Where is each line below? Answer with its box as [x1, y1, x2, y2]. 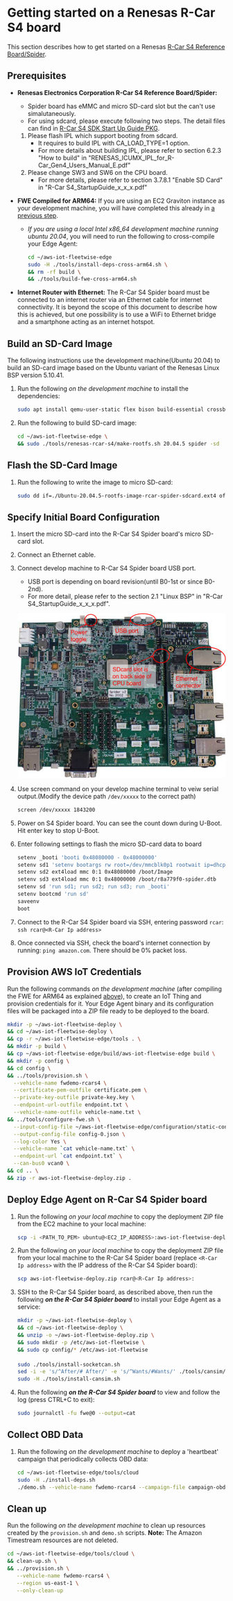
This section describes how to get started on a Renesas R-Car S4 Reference [7, 42, 225, 51]
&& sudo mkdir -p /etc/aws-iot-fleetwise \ [17, 1339, 146, 1346]
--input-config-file [13, 1123, 73, 1130]
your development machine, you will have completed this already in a [17, 203, 215, 212]
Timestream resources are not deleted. [7, 1536, 119, 1545]
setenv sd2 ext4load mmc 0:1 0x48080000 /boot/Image [17, 869, 173, 876]
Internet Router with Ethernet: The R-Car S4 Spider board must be [17, 288, 210, 296]
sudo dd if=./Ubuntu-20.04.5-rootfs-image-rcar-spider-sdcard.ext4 [17, 492, 216, 499]
